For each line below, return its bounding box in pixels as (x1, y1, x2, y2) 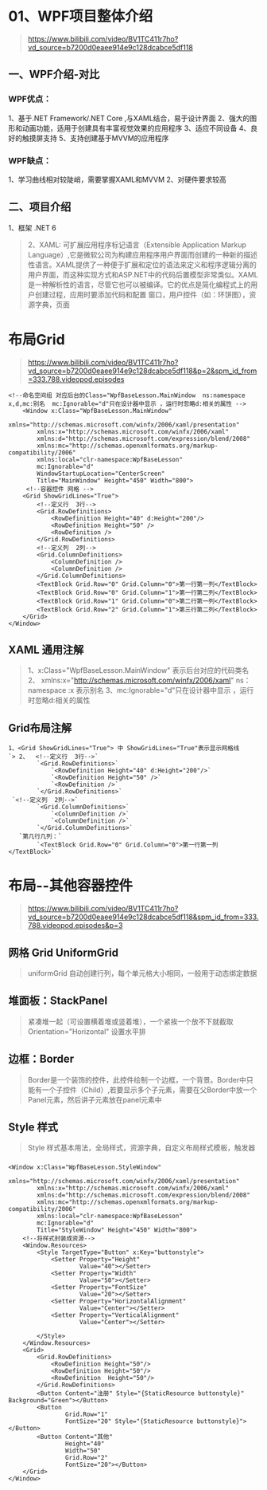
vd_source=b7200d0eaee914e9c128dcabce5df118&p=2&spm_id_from (27, 366, 257, 375)
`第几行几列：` (18, 832, 62, 841)
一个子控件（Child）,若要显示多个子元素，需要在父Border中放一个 (41, 1085, 257, 1095)
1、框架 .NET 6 (8, 222, 57, 232)
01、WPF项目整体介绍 (8, 7, 153, 26)
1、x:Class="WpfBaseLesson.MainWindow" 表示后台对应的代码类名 (27, 666, 249, 675)
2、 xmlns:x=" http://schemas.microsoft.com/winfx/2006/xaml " (27, 675, 234, 686)
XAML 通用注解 (8, 643, 84, 657)
